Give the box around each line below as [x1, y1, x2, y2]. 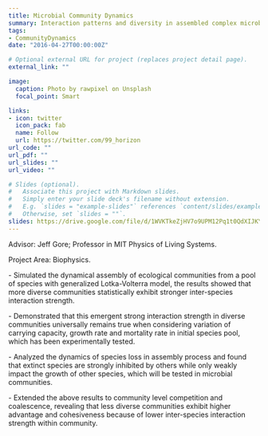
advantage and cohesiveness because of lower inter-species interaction [8, 410, 246, 419]
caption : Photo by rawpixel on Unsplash [15, 84, 152, 92]
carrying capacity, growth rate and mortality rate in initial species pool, [8, 328, 241, 337]
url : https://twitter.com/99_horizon [15, 136, 141, 144]
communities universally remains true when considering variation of [8, 320, 231, 329]
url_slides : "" [8, 159, 59, 167]
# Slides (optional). [8, 180, 81, 188]
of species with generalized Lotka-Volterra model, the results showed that [8, 278, 251, 288]
